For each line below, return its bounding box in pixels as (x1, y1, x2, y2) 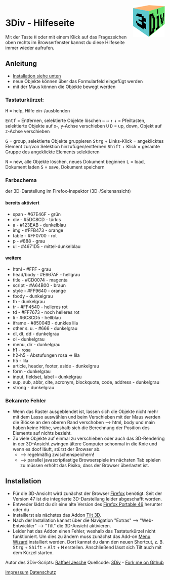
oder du (12, 506, 29, 513)
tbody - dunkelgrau (12, 293, 53, 299)
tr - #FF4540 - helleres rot (12, 304, 68, 310)
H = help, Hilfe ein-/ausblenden (5, 108, 70, 114)
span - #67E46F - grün (12, 211, 61, 217)
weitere (5, 255, 22, 261)
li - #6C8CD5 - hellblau (12, 314, 61, 320)
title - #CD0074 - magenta (12, 277, 68, 283)
